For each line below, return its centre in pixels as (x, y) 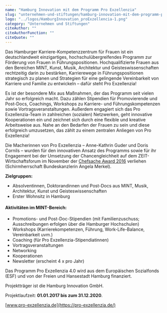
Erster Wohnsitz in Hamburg (41, 196)
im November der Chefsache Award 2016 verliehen (94, 161)
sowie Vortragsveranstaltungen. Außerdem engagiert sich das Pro (73, 109)
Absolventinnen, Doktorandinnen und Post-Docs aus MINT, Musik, (80, 185)
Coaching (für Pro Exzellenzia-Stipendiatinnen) (61, 240)
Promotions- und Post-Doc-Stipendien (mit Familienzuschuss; (76, 219)
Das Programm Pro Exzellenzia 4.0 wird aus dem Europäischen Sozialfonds (82, 271)
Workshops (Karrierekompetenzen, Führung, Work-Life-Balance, (79, 229)
